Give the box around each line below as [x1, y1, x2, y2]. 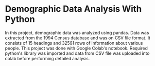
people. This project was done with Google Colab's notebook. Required [5, 45, 148, 51]
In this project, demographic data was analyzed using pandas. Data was [5, 30, 149, 35]
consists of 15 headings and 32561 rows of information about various [5, 40, 143, 46]
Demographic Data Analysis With [5, 3, 142, 15]
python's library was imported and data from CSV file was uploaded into [5, 50, 150, 56]
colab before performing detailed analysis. [5, 55, 90, 61]
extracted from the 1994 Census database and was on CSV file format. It [5, 35, 151, 41]
